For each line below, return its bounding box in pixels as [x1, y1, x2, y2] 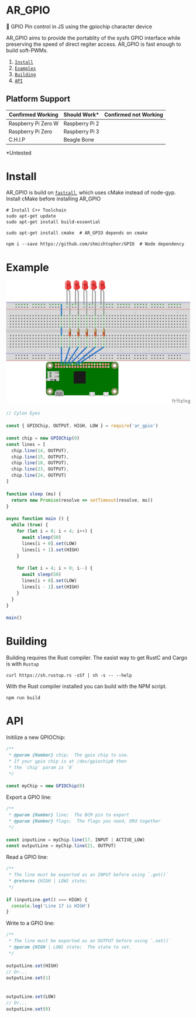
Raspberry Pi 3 [63, 127, 99, 135]
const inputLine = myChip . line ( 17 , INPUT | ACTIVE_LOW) [6, 836, 145, 843]
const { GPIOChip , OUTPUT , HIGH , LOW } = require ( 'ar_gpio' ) [6, 423, 159, 429]
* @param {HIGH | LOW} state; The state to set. [8, 944, 132, 950]
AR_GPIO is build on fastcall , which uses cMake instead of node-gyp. [6, 189, 177, 196]
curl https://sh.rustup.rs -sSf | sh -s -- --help [6, 673, 132, 678]
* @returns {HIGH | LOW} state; [8, 878, 88, 884]
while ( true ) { [11, 522, 49, 528]
